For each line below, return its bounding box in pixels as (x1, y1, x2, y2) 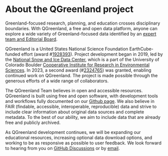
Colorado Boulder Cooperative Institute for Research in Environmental (5, 62, 150, 68)
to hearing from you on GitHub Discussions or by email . (5, 145, 120, 151)
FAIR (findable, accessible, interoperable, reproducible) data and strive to (5, 103, 157, 109)
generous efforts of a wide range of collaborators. (5, 78, 109, 84)
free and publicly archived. (5, 119, 61, 125)
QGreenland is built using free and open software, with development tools (5, 93, 158, 99)
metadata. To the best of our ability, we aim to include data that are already (5, 114, 161, 120)
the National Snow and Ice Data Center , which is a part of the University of (5, 56, 159, 62)
